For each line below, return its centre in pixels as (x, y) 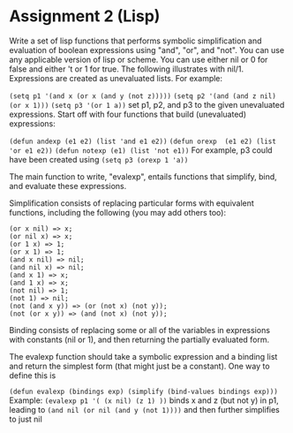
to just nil (26, 419)
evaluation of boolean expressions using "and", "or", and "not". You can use (147, 49)
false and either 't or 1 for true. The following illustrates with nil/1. (127, 69)
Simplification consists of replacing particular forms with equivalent (131, 203)
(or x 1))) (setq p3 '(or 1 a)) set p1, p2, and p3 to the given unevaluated (147, 104)
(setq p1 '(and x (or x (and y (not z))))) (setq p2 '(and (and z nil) (143, 96)
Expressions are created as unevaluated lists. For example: (116, 78)
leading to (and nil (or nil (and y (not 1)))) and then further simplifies (145, 409)
